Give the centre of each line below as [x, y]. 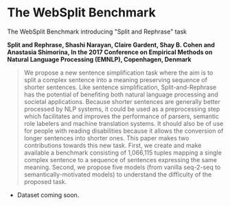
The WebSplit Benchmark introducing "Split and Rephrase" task [97, 31]
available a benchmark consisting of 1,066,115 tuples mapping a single [123, 153]
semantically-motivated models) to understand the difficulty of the [118, 174]
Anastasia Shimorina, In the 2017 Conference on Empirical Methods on [110, 52]
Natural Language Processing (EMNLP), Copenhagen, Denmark [99, 59]
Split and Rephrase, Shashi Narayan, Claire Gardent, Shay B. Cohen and [111, 44]
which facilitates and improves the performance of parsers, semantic [122, 116]
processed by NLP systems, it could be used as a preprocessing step [122, 109]
